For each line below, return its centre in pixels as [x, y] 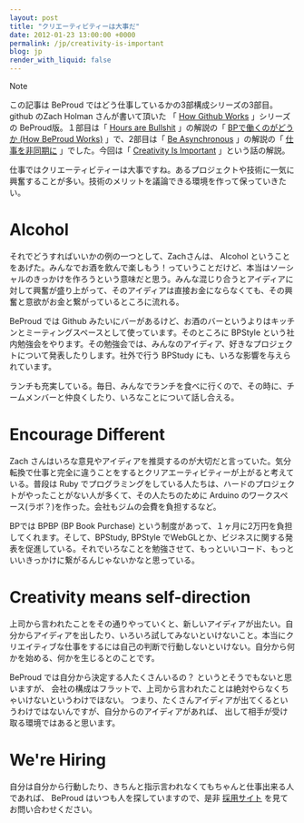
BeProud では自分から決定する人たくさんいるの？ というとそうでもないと [147, 677]
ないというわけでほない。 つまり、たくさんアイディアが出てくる [152, 700]
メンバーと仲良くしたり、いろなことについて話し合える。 [132, 397]
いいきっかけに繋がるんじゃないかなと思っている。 [104, 560]
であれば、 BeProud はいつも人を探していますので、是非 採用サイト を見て [149, 798]
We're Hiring [58, 760]
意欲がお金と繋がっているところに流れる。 [104, 301]
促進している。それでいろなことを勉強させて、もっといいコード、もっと [160, 548]
